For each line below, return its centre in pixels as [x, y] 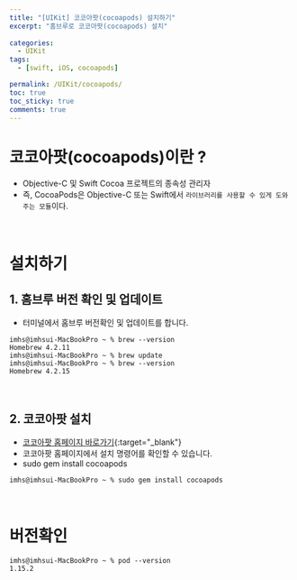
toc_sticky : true [42, 101]
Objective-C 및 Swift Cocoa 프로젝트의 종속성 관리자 [117, 184]
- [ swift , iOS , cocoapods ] [68, 69]
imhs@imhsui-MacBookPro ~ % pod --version [90, 561]
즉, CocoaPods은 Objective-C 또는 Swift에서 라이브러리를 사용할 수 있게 [147, 195]
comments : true [38, 109]
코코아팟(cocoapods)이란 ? [108, 157]
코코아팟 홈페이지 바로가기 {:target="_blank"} [102, 442]
